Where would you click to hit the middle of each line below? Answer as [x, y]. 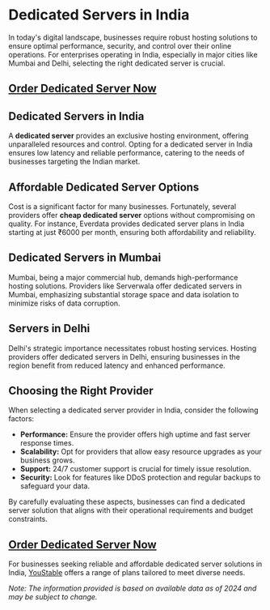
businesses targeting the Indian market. [74, 162]
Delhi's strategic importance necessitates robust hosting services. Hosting [133, 348]
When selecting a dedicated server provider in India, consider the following [133, 410]
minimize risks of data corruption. [64, 303]
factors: [21, 419]
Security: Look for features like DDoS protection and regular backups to [140, 478]
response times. [47, 443]
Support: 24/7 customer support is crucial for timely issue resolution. [136, 469]
